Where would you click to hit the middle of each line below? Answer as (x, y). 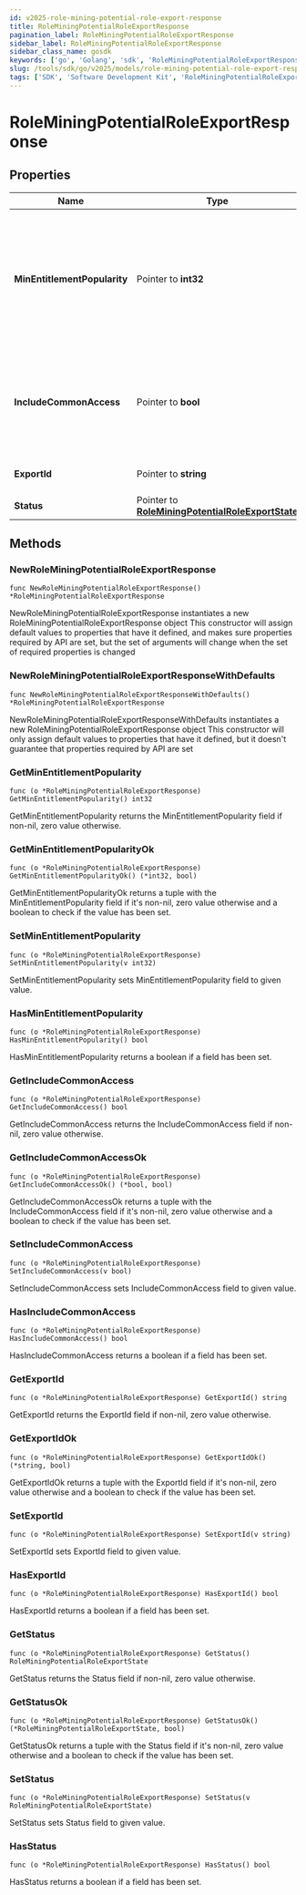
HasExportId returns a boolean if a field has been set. (109, 1611)
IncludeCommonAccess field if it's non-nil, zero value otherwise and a (141, 1211)
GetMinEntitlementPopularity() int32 (81, 799)
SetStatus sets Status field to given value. (87, 1823)
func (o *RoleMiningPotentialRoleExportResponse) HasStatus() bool (140, 1865)
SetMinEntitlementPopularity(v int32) (83, 963)
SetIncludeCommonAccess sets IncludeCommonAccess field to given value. (153, 1288)
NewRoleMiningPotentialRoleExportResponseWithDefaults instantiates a (144, 719)
